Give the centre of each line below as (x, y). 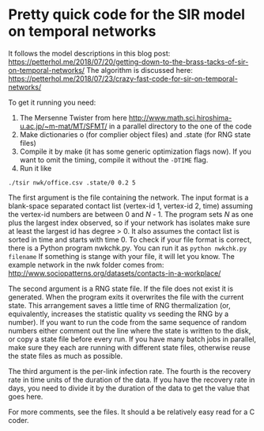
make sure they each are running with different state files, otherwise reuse (129, 347)
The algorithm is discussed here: (140, 70)
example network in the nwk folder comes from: (86, 265)
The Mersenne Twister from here (74, 117)
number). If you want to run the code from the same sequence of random (128, 322)
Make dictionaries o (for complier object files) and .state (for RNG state (135, 134)
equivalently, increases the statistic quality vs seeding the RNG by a (119, 314)
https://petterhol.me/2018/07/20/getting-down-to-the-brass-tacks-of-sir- (128, 62)
